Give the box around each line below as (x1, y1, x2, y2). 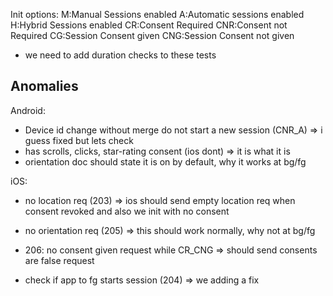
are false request (24, 254, 95, 266)
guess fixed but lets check (24, 134, 134, 146)
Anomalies (10, 78, 79, 95)
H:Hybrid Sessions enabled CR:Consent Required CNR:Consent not (10, 19, 288, 31)
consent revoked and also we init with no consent (24, 205, 230, 217)
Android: (10, 104, 46, 116)
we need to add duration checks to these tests (24, 49, 217, 61)
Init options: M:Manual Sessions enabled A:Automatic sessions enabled (10, 9, 305, 20)
